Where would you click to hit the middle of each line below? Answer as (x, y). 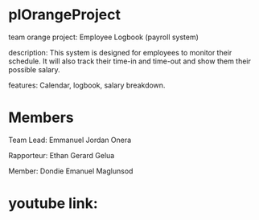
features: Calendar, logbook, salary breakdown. (87, 85)
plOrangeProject (64, 15)
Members (41, 118)
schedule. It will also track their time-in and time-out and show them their (130, 61)
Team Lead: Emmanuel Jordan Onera (70, 140)
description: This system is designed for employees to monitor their (120, 52)
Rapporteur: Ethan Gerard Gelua (62, 155)
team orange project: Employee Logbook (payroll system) (104, 37)
